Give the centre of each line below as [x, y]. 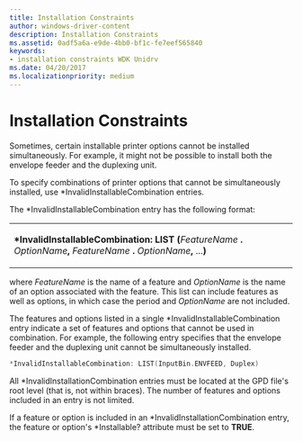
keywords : [28, 51]
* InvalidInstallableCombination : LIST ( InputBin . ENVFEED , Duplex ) [134, 364]
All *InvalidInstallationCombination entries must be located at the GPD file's [149, 381]
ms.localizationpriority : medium [72, 76]
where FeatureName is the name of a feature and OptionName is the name [147, 282]
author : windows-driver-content [70, 26]
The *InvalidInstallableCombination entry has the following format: [133, 209]
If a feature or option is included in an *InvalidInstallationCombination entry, [150, 417]
